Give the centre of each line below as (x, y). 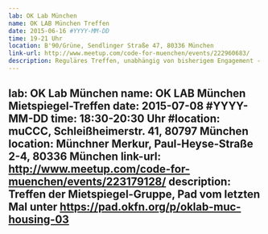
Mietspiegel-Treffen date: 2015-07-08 (106, 106)
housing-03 (39, 220)
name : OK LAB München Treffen (59, 23)
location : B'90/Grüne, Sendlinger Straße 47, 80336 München (111, 46)
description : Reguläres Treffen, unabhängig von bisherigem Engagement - (135, 61)
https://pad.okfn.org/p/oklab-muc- (150, 207)
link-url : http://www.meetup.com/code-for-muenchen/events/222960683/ (129, 53)
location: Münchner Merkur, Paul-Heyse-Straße (131, 144)
